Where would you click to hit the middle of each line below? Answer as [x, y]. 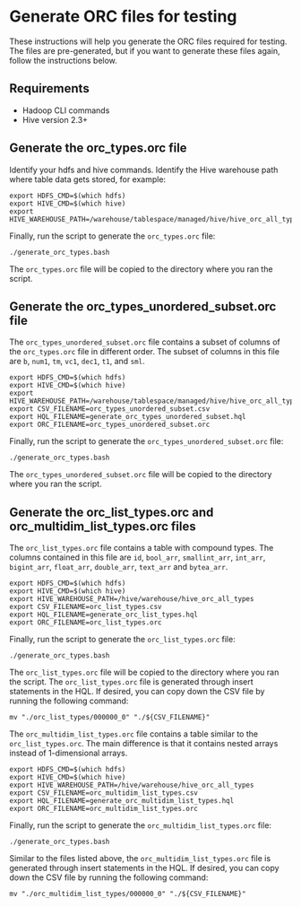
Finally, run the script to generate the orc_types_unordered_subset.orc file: [146, 441]
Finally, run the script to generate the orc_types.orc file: [112, 236]
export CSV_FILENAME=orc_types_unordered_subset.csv [110, 409]
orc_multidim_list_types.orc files [103, 526]
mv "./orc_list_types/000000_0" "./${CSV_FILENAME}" [110, 718]
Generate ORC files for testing [123, 17]
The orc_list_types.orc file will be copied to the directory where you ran [144, 672]
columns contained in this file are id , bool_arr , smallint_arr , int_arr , [138, 557]
